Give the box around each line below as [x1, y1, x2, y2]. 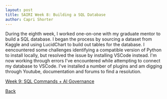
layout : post [5, 7, 33, 13]
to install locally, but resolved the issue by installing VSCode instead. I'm [5, 52, 157, 58]
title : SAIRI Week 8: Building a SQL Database [5, 12, 106, 17]
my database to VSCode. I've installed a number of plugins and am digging [5, 63, 162, 69]
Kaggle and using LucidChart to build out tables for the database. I [5, 42, 145, 48]
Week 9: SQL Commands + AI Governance [5, 78, 95, 84]
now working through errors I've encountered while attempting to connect [5, 58, 160, 64]
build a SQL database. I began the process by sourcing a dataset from [5, 36, 152, 42]
